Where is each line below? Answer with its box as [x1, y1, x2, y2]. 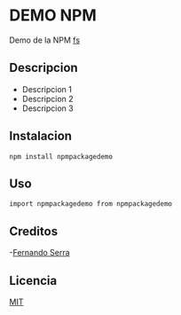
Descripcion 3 [21, 103, 74, 114]
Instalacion [9, 129, 73, 144]
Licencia [9, 272, 58, 288]
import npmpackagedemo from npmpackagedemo [9, 200, 173, 209]
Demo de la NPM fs [9, 35, 81, 45]
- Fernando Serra [9, 248, 70, 258]
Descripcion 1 [21, 83, 73, 94]
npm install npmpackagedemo [9, 152, 114, 161]
